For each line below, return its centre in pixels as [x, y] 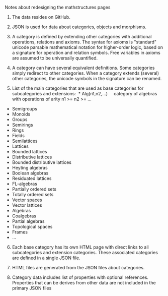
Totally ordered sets [33, 194]
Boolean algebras [30, 173]
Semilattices [25, 141]
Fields [18, 135]
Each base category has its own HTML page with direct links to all [80, 247]
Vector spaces [27, 200]
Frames [20, 232]
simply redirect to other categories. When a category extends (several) [86, 73]
